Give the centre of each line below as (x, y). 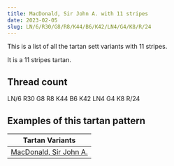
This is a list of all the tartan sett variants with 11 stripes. (87, 47)
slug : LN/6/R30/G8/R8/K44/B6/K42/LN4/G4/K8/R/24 (79, 27)
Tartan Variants (49, 140)
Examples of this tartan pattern (76, 120)
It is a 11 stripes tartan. (39, 60)
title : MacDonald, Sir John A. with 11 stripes (78, 14)
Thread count (37, 82)
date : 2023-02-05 (32, 20)
